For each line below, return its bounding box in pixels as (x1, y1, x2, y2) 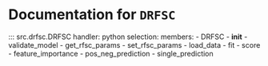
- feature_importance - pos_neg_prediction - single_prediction (8, 49, 214, 58)
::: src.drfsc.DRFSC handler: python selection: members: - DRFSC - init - (8, 32, 248, 41)
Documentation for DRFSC (8, 6, 176, 24)
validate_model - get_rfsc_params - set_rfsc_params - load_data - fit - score (8, 40, 261, 49)
